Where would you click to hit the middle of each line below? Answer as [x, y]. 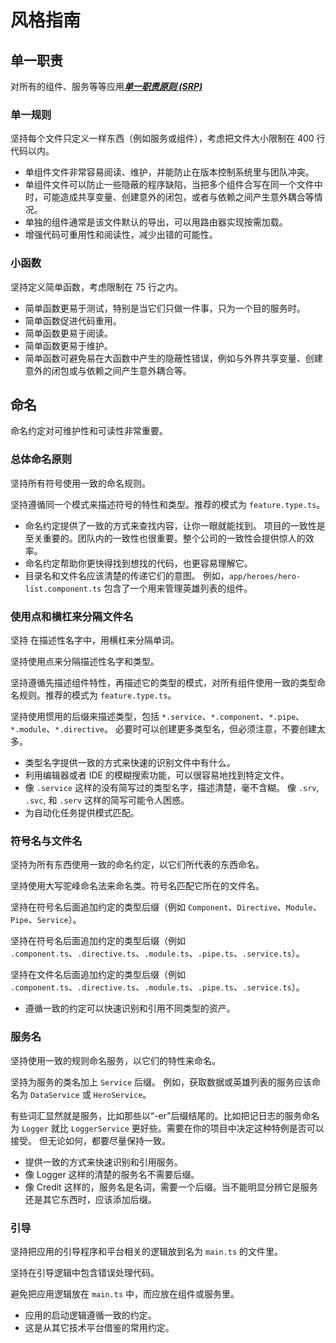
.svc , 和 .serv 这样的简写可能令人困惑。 [107, 800]
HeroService [118, 1095]
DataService [54, 1095]
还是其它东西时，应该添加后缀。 [90, 1199]
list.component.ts [63, 589]
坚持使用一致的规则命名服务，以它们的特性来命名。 [115, 1060]
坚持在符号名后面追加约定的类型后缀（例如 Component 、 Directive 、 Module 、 [166, 907]
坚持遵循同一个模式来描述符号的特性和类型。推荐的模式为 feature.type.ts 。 [168, 504]
